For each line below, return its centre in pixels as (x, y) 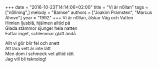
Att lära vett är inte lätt (28, 48)
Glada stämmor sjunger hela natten (41, 28)
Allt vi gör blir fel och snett (32, 43)
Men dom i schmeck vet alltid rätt (39, 54)
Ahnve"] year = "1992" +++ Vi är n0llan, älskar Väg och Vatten (69, 18)
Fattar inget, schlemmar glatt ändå (40, 33)
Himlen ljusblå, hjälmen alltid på (38, 23)
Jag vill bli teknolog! (26, 59)
